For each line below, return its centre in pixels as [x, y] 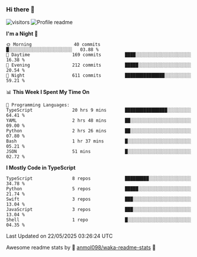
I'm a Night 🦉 [22, 34]
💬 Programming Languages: [38, 105]
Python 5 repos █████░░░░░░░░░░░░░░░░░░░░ [99, 189]
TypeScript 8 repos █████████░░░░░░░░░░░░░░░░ [99, 179]
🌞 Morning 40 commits [53, 45]
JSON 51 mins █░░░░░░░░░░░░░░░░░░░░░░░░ [99, 152]
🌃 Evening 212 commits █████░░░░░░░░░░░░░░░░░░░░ [99, 65]
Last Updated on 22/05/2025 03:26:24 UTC [60, 236]
